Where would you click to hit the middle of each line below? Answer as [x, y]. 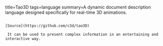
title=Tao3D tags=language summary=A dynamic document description [78, 7]
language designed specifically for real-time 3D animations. [66, 12]
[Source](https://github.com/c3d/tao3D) [48, 26]
